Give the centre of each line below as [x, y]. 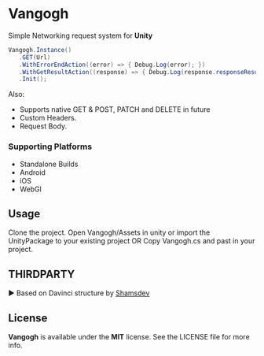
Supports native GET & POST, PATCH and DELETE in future [115, 109]
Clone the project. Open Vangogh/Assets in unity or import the [109, 232]
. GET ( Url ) [35, 57]
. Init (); [33, 80]
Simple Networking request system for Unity [81, 35]
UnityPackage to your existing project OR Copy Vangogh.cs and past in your [132, 241]
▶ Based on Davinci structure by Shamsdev [79, 293]
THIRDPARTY [42, 274]
